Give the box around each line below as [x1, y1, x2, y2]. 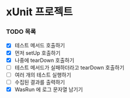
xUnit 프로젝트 [6, 5, 73, 19]
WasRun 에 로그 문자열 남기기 [14, 86, 83, 93]
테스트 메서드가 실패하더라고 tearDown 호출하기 [14, 64, 125, 71]
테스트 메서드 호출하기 [14, 42, 66, 49]
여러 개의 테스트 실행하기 [14, 71, 71, 78]
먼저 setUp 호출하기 [14, 49, 61, 56]
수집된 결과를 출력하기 [14, 78, 66, 85]
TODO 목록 [6, 27, 36, 36]
